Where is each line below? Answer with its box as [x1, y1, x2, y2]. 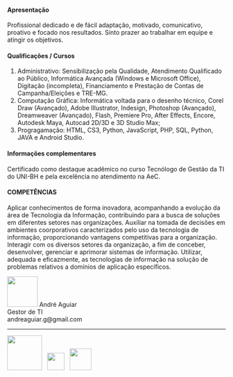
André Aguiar [39, 300, 78, 308]
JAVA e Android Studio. [17, 133, 85, 142]
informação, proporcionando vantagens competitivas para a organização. [7, 233, 218, 241]
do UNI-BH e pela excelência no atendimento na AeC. [7, 172, 161, 181]
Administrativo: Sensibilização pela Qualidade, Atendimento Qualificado [17, 67, 222, 76]
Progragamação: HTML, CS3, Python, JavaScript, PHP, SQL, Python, [17, 126, 214, 135]
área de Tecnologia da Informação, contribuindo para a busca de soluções [7, 210, 221, 219]
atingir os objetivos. [7, 35, 64, 44]
